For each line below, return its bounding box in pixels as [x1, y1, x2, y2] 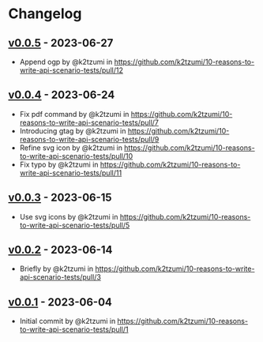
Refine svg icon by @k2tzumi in [19, 143, 122, 152]
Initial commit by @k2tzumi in [19, 317, 116, 326]
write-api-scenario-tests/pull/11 [19, 167, 122, 178]
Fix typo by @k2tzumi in [19, 160, 99, 169]
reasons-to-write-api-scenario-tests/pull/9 [19, 134, 160, 144]
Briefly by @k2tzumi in [19, 264, 94, 273]
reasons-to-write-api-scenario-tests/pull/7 [19, 118, 160, 127]
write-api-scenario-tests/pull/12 [19, 66, 124, 75]
